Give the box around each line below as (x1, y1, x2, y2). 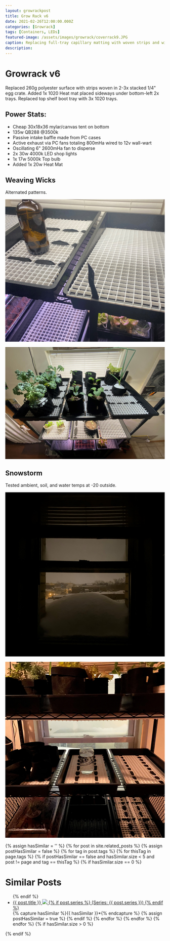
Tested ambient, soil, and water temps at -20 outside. (5, 482, 117, 488)
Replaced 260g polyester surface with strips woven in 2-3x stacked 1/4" (5, 85, 156, 91)
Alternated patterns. (5, 189, 47, 195)
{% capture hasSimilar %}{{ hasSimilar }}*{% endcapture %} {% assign (12, 910, 163, 916)
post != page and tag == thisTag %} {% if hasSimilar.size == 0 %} (5, 858, 142, 865)
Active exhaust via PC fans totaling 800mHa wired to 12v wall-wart (12, 140, 152, 146)
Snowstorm (5, 469, 43, 477)
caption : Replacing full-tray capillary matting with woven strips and (5, 40, 159, 46)
